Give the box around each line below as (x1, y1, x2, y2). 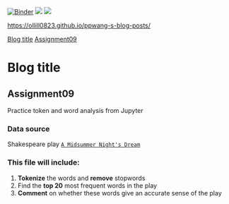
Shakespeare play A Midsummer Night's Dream (7, 140, 141, 148)
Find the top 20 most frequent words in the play (17, 181, 158, 190)
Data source (7, 124, 50, 133)
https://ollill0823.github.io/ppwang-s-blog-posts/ (7, 21, 151, 30)
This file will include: (7, 157, 80, 167)
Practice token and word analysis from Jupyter (7, 107, 143, 114)
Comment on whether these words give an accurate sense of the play (17, 188, 223, 197)
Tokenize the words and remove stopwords (17, 174, 146, 182)
